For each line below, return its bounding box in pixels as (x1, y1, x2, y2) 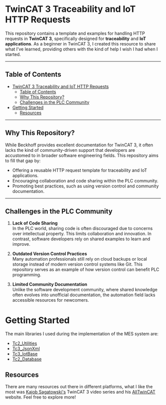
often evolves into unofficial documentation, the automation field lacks (12, 292, 156, 298)
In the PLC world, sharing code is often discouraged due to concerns (12, 225, 153, 231)
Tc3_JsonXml (12, 346, 41, 352)
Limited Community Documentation (12, 281, 87, 287)
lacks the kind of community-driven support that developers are (5, 147, 135, 153)
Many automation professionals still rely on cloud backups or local (12, 256, 147, 262)
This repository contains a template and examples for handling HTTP (5, 30, 145, 36)
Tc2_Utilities (12, 340, 37, 347)
